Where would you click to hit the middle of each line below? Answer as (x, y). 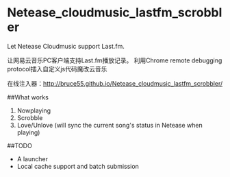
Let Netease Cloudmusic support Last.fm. (66, 46)
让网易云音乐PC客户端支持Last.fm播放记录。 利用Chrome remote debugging (115, 60)
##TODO (20, 145)
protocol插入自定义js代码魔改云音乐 (57, 69)
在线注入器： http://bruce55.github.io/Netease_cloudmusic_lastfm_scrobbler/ (115, 83)
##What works (28, 97)
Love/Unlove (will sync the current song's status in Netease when (110, 125)
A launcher (32, 158)
